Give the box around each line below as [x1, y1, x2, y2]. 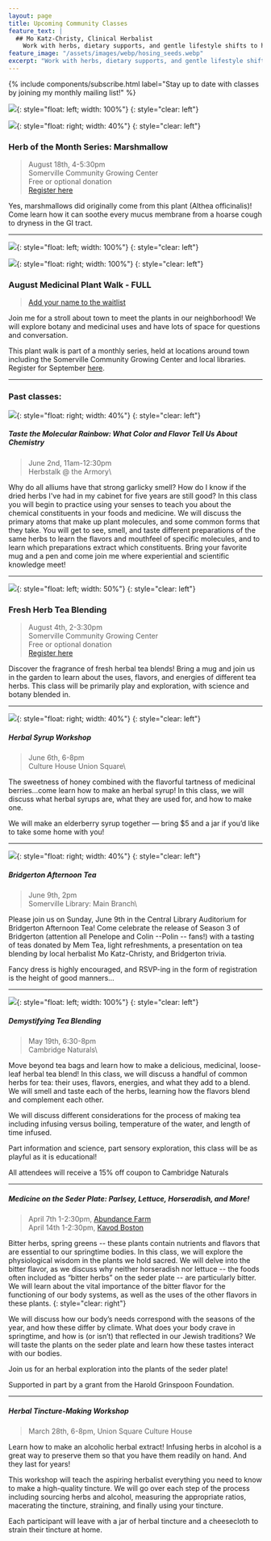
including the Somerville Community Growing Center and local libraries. [8, 355, 246, 365]
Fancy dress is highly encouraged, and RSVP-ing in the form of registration [8, 964, 258, 974]
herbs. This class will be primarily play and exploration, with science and [8, 681, 249, 691]
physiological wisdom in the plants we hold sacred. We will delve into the [8, 1255, 251, 1265]
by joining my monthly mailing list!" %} [8, 87, 136, 97]
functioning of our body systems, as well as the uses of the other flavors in [8, 1290, 257, 1299]
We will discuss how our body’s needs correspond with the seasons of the [8, 1314, 256, 1324]
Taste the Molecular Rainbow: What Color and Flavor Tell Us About [8, 429, 238, 439]
